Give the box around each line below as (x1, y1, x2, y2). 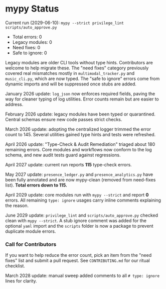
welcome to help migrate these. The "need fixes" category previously (5, 65, 149, 71)
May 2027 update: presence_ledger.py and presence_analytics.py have (5, 171, 153, 177)
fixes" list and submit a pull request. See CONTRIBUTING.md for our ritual (5, 257, 150, 264)
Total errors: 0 (12, 34, 42, 40)
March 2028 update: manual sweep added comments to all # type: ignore (5, 272, 159, 279)
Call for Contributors (5, 241, 57, 248)
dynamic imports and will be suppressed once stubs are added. (5, 81, 137, 87)
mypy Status (5, 3, 59, 15)
